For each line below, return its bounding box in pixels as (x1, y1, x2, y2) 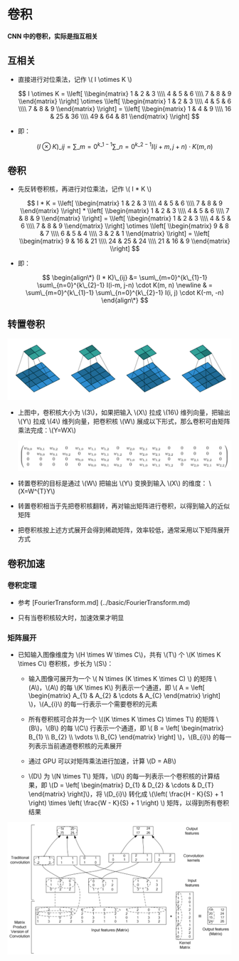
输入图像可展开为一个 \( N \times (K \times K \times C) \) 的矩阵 (28, 675, 213, 683)
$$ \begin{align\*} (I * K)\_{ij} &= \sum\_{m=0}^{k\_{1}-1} (42, 274, 208, 282)
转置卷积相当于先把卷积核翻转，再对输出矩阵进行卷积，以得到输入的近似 (17, 502, 230, 510)
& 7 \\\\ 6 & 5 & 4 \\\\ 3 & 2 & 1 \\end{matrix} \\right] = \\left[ (39, 229, 210, 238)
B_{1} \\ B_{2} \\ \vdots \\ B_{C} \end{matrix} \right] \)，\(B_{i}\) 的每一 (28, 733, 232, 742)
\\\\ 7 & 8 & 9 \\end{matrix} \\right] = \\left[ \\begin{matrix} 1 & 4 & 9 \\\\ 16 (18, 104, 232, 113)
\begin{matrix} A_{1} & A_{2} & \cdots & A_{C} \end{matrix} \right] (28, 692, 221, 700)
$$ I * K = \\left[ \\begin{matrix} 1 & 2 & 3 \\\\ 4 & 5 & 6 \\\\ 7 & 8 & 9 (27, 199, 223, 207)
